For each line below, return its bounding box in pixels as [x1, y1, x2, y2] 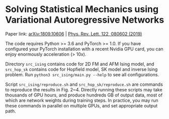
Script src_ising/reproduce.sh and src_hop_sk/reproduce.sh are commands [5, 81, 163, 87]
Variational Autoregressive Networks [5, 14, 164, 26]
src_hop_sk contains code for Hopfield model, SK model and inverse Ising [5, 66, 158, 72]
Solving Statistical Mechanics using [5, 4, 159, 15]
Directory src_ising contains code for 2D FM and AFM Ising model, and [5, 61, 155, 67]
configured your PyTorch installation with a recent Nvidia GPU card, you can [5, 46, 164, 52]
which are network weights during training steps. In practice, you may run [5, 97, 159, 103]
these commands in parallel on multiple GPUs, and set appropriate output [5, 102, 158, 108]
